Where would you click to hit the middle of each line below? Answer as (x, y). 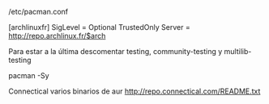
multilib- (238, 51)
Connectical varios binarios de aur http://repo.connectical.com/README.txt (134, 91)
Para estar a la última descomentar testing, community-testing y (115, 51)
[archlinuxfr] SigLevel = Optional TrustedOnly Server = (99, 27)
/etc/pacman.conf (38, 12)
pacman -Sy (29, 75)
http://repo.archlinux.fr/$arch (57, 36)
